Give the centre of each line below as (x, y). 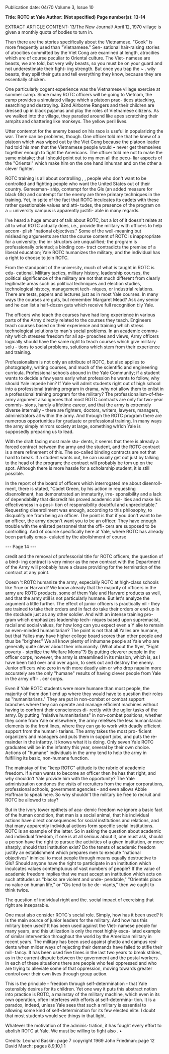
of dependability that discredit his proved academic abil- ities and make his (83, 499)
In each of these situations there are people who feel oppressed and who (81, 963)
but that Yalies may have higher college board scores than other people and (84, 636)
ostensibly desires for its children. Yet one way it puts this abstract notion (81, 989)
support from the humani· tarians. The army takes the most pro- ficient (78, 731)
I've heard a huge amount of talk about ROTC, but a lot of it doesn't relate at (84, 220)
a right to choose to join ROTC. (37, 258)
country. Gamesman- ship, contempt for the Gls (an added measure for (79, 189)
